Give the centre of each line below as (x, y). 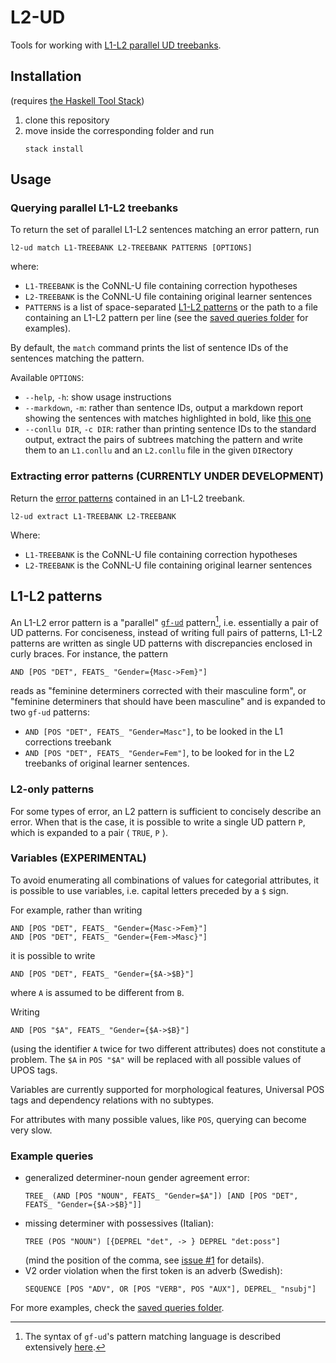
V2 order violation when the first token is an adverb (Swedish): (153, 1271)
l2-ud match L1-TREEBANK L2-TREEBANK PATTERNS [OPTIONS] (131, 248)
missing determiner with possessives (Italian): (119, 1223)
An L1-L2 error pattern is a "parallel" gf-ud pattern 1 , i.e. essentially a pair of (164, 621)
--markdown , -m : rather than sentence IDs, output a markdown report (164, 408)
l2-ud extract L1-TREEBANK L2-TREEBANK (93, 516)
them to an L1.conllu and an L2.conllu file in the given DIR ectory (158, 450)
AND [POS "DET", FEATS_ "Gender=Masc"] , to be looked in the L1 (153, 732)
